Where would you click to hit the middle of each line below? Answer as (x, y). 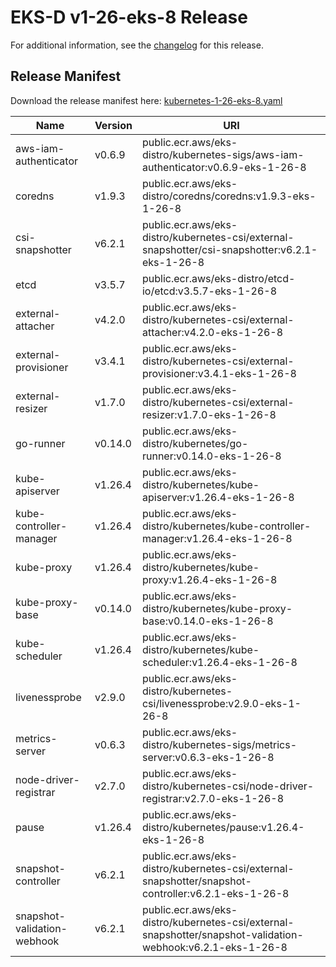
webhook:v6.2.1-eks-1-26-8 (214, 947)
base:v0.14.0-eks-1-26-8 (207, 621)
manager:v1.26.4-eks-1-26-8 (217, 538)
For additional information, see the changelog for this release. (137, 45)
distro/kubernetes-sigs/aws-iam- (223, 154)
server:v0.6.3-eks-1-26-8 (208, 757)
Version (113, 125)
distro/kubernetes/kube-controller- (226, 526)
